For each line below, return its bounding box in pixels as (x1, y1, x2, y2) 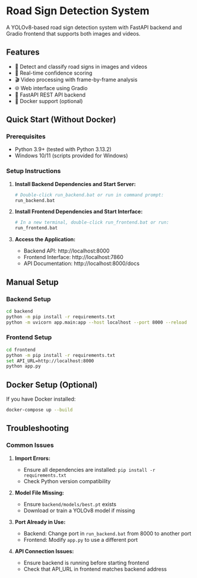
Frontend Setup (6, 333, 52, 341)
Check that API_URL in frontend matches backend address (23, 565, 167, 573)
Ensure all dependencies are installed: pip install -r (23, 466, 155, 473)
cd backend (6, 308, 33, 314)
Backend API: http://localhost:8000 (23, 247, 110, 254)
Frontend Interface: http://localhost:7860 (23, 254, 123, 261)
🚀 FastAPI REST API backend (14, 91, 86, 98)
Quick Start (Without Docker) (6, 114, 116, 125)
